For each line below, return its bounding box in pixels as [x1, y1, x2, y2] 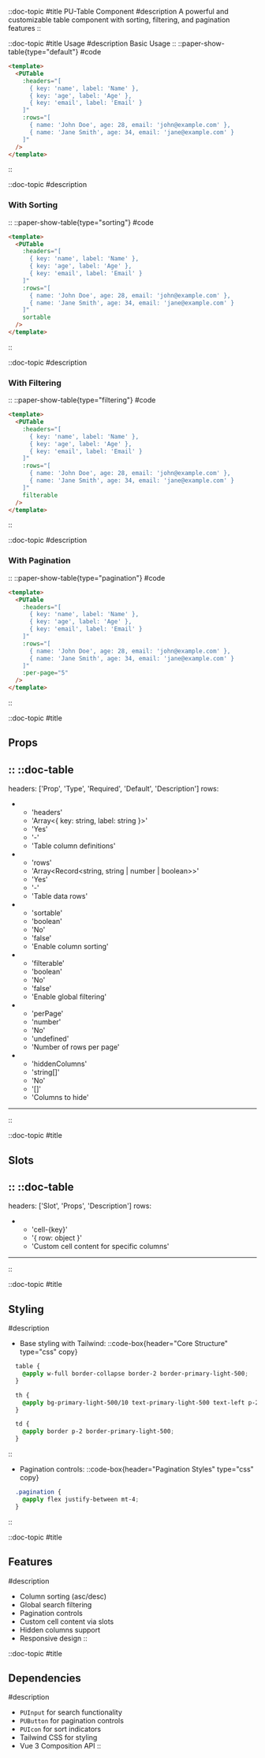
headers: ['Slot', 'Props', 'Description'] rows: [8, 1201, 152, 1210]
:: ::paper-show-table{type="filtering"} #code [8, 395, 156, 405]
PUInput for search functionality [19, 1708, 122, 1717]
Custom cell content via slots [19, 1617, 114, 1626]
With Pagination [8, 555, 71, 567]
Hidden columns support [19, 1625, 101, 1634]
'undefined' [31, 1034, 69, 1044]
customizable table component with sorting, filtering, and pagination [8, 15, 230, 24]
